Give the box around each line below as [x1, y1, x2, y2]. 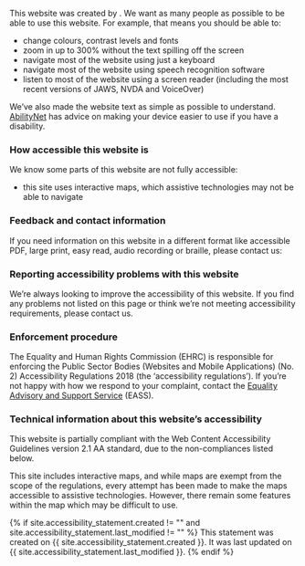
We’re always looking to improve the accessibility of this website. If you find [9, 288, 295, 299]
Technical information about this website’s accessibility [9, 413, 263, 425]
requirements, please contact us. [9, 308, 134, 319]
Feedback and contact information [9, 215, 166, 227]
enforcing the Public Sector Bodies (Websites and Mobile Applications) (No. [9, 361, 294, 372]
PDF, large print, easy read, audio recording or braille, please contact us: [9, 245, 283, 256]
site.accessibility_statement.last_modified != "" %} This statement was [9, 527, 274, 538]
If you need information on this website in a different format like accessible [9, 235, 290, 246]
